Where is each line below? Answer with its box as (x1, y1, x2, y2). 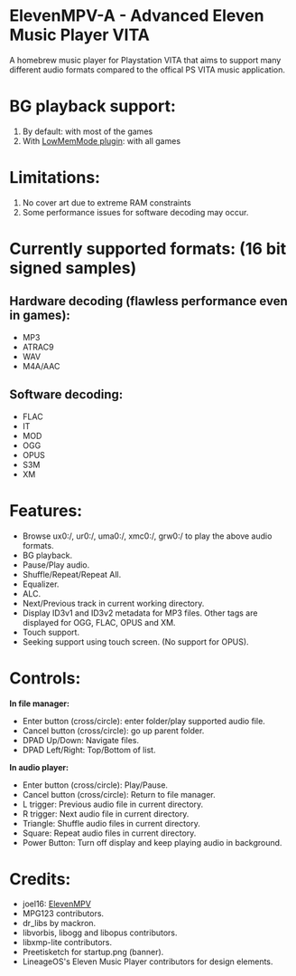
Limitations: (9, 167, 101, 188)
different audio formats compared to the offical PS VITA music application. (9, 64, 286, 75)
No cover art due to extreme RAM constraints (22, 196, 191, 208)
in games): (9, 308, 70, 323)
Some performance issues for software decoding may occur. (22, 206, 249, 217)
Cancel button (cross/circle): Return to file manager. (22, 789, 217, 799)
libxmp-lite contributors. (22, 937, 113, 948)
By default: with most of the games (22, 126, 153, 137)
